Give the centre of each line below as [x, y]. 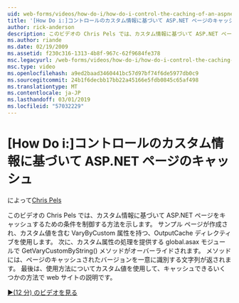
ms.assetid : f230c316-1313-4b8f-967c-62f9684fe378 [84, 54]
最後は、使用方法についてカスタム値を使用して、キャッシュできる [117, 268]
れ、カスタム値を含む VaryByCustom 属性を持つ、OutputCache [100, 233]
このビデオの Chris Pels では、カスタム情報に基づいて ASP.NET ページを [113, 215]
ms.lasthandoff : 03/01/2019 [49, 100]
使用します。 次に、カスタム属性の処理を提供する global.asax [110, 241]
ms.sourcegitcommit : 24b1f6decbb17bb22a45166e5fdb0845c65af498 [103, 80]
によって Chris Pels [34, 200]
